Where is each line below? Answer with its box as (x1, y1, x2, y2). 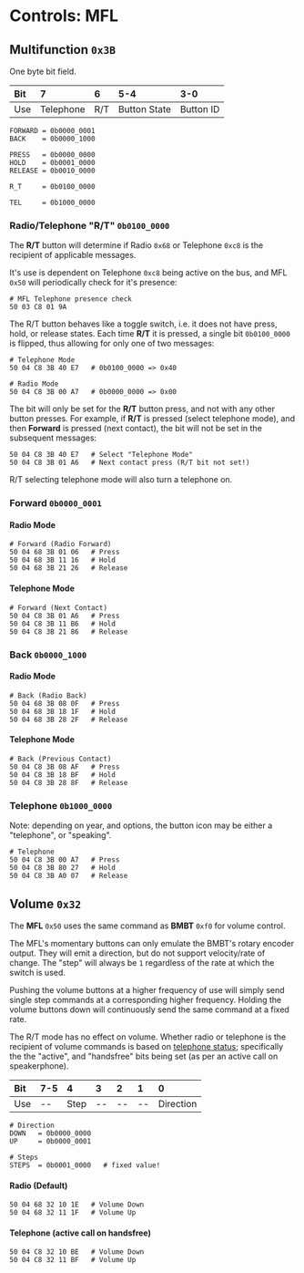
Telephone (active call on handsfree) (9, 1227, 152, 1238)
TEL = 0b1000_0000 (9, 198, 96, 207)
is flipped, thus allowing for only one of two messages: (9, 338, 215, 349)
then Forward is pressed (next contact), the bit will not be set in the (9, 423, 262, 434)
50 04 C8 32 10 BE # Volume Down (9, 1247, 145, 1257)
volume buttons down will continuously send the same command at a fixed (9, 1004, 289, 1015)
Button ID (179, 103, 220, 115)
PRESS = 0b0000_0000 (9, 150, 96, 160)
